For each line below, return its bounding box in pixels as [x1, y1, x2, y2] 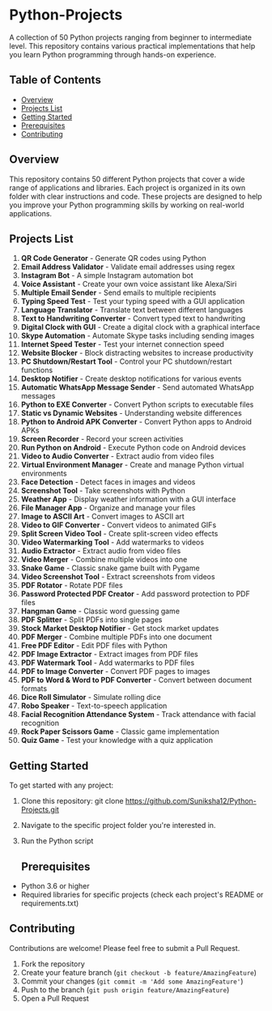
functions [20, 365, 53, 375]
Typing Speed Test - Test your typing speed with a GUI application [20, 296, 245, 306]
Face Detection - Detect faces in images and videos [20, 477, 196, 487]
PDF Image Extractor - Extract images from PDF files [20, 650, 198, 659]
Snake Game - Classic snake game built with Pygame [20, 563, 201, 573]
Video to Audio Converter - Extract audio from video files [20, 451, 215, 461]
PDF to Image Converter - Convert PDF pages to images [20, 667, 210, 676]
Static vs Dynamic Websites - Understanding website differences [20, 408, 242, 418]
